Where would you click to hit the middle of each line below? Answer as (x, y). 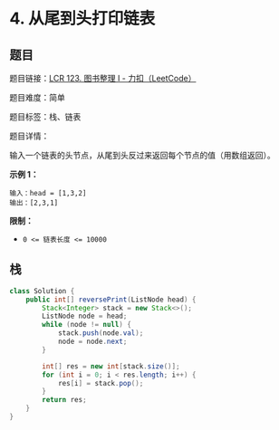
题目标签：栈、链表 (45, 117)
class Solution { (42, 291)
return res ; (65, 400)
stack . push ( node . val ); (101, 333)
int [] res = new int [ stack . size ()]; (111, 366)
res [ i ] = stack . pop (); (101, 383)
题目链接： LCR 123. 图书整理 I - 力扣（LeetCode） (103, 78)
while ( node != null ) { (87, 325)
